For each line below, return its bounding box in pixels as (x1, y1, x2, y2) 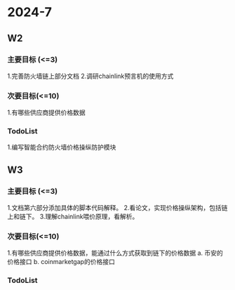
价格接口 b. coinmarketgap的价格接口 (7, 258, 116, 266)
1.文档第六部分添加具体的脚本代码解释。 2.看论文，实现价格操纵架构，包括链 (7, 204, 228, 212)
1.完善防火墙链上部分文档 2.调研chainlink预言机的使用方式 (7, 72, 174, 80)
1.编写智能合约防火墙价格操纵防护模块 (7, 143, 116, 152)
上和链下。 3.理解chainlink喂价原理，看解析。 (7, 212, 139, 221)
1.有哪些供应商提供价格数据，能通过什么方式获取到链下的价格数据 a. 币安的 (7, 249, 223, 257)
